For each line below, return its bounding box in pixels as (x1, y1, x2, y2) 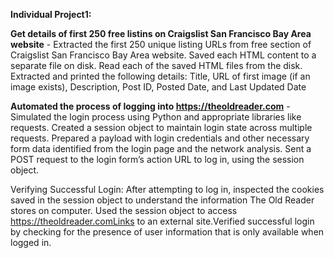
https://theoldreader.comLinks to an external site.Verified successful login (10, 215, 315, 227)
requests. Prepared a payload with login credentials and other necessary (10, 132, 310, 144)
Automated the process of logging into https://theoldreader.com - (10, 100, 291, 112)
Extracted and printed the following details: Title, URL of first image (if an (10, 70, 311, 82)
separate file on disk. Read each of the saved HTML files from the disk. (10, 60, 303, 71)
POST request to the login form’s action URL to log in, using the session (10, 154, 305, 165)
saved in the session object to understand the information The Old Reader (10, 194, 315, 206)
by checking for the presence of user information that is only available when (10, 226, 325, 238)
